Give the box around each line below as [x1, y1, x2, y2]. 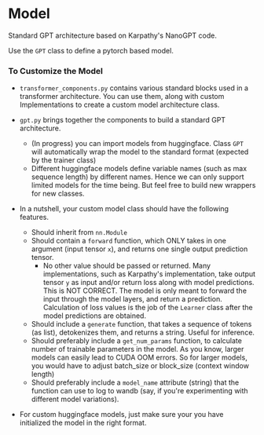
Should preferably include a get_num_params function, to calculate [31, 336, 242, 345]
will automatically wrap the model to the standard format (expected [31, 147, 249, 157]
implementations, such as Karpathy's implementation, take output [42, 269, 256, 279]
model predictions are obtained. [42, 311, 147, 320]
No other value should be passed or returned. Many [42, 261, 211, 271]
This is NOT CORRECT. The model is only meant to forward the [42, 286, 247, 295]
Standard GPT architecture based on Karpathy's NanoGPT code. [8, 31, 218, 40]
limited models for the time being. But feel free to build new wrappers [31, 181, 256, 190]
